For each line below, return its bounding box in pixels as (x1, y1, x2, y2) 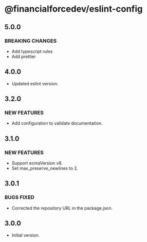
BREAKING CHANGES (4, 37, 57, 44)
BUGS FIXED (4, 194, 35, 201)
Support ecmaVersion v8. (11, 160, 63, 166)
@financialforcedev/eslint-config (4, 3, 143, 15)
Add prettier (11, 54, 36, 59)
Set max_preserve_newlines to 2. (11, 166, 78, 171)
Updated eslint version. (11, 80, 58, 86)
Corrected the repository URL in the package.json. (11, 205, 113, 211)
